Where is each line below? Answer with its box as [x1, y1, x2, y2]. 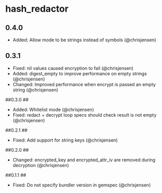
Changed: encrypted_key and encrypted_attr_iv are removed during [12, 156, 156, 163]
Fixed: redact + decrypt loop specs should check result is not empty [12, 112, 157, 118]
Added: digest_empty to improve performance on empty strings [12, 70, 147, 76]
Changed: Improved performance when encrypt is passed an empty [12, 81, 156, 87]
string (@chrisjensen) [12, 87, 59, 93]
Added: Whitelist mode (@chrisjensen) [12, 106, 95, 113]
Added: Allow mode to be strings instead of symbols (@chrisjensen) [12, 37, 156, 43]
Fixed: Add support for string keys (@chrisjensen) [12, 137, 118, 143]
